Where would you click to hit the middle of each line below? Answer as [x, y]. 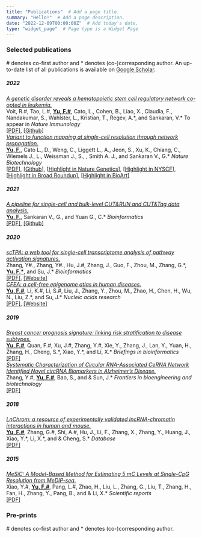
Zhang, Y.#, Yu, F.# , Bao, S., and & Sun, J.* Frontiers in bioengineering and [99, 378]
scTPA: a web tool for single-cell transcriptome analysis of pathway [90, 252]
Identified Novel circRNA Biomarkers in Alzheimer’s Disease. [81, 371]
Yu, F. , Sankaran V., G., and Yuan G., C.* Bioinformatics [75, 217]
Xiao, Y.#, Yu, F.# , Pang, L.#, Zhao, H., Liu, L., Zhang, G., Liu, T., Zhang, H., [99, 487]
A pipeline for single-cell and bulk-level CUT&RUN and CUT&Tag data [93, 204]
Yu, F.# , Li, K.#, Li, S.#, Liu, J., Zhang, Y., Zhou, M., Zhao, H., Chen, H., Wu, [99, 291]
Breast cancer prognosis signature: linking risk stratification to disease [94, 333]
